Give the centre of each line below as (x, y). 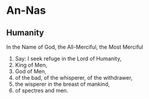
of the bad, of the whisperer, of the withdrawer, (74, 78)
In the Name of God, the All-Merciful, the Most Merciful (75, 47)
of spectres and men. (41, 90)
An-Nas (26, 10)
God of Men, (30, 71)
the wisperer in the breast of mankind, (62, 84)
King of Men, (31, 65)
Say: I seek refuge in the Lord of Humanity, (68, 58)
